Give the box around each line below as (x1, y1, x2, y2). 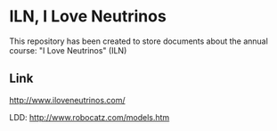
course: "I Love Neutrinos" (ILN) (9, 45, 127, 55)
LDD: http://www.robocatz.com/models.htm (9, 111, 170, 122)
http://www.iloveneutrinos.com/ (9, 94, 126, 105)
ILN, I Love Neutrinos (9, 6, 167, 27)
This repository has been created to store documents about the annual (9, 36, 269, 46)
